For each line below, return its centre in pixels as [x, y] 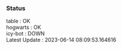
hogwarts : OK [24, 27]
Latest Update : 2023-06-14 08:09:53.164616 [61, 40]
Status [16, 8]
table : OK [18, 21]
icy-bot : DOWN [25, 34]
